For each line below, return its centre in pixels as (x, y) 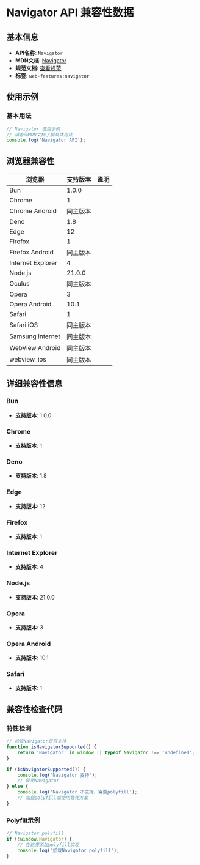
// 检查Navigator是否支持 (37, 741)
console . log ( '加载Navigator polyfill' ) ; (68, 850)
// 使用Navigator (38, 781)
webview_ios (28, 360)
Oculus (20, 284)
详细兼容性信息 (34, 383)
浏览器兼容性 (30, 161)
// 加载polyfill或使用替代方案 (53, 798)
